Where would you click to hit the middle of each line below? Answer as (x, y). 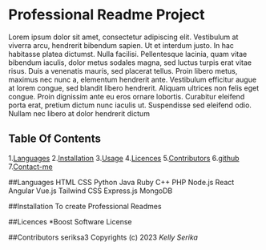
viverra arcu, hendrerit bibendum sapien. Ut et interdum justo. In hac (121, 45)
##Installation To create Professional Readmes (85, 206)
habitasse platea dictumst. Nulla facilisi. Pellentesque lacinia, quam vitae (128, 54)
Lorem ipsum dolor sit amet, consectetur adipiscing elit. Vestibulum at (123, 37)
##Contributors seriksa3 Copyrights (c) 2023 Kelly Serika (103, 237)
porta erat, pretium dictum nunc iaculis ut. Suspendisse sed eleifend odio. (130, 105)
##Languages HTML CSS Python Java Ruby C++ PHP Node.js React (121, 182)
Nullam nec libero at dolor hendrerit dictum (79, 113)
